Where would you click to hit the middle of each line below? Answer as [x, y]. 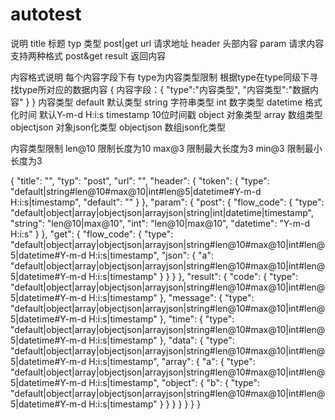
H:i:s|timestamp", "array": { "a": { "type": [172, 361]
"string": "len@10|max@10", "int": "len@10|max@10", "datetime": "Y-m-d [160, 223]
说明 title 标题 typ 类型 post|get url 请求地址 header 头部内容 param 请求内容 [167, 43]
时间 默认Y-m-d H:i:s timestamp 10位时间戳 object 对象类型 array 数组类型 [170, 114]
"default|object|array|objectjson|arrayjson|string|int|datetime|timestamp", [162, 212]
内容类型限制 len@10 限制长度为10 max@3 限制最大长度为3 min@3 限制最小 [166, 148]
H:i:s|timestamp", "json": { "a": [151, 255]
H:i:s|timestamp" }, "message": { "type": [171, 297]
